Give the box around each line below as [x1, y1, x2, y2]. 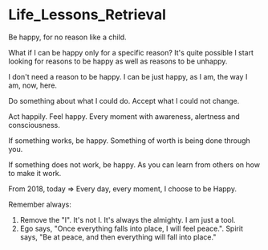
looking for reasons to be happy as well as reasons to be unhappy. [8, 56, 228, 66]
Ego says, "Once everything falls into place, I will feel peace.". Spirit [19, 223, 243, 233]
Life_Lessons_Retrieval [8, 6, 166, 24]
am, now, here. [8, 80, 58, 90]
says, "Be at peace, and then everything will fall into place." [19, 232, 217, 242]
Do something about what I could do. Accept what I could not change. [8, 96, 240, 105]
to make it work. [8, 168, 62, 178]
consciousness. [8, 120, 60, 129]
